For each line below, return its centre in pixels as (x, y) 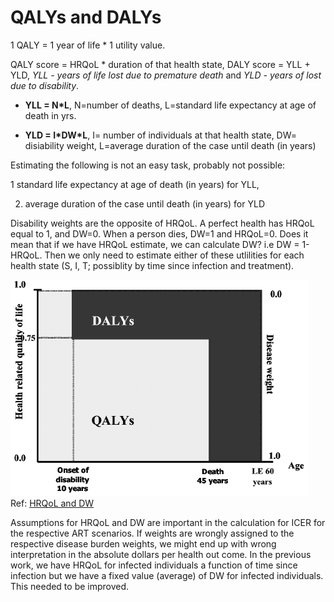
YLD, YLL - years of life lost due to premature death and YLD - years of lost (166, 75)
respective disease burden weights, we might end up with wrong (143, 543)
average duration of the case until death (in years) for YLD (144, 203)
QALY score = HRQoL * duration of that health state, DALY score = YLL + (160, 64)
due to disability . (45, 85)
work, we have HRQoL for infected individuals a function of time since (154, 565)
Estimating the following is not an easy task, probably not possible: (148, 165)
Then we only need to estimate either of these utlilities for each (174, 255)
